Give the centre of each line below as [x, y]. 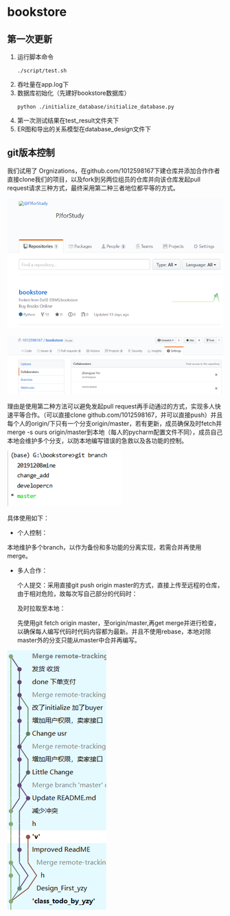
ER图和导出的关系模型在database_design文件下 [84, 129]
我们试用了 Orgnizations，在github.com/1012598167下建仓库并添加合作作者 [114, 171]
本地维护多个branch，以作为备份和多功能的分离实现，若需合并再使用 [104, 547]
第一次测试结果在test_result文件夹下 [68, 120]
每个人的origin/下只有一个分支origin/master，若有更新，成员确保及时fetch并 [115, 423]
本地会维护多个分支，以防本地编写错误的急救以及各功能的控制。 [97, 440]
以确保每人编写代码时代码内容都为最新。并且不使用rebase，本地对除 [114, 631]
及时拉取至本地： [41, 608]
